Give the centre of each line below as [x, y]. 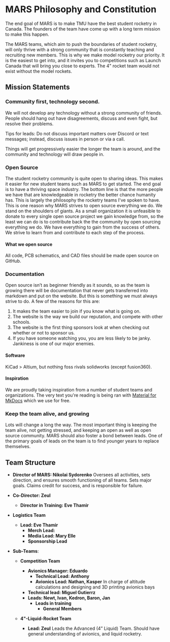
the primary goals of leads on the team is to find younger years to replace [82, 441]
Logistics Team [29, 515]
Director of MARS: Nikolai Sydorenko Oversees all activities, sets [81, 474]
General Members [62, 608]
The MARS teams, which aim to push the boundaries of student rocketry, [81, 44]
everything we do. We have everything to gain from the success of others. [83, 227]
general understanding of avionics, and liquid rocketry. [85, 634]
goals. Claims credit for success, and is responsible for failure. [78, 485]
